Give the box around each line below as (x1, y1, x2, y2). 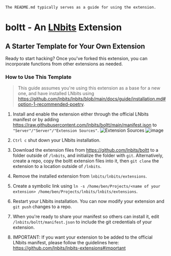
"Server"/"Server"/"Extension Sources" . (12, 127, 99, 133)
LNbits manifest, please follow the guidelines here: (12, 240, 119, 246)
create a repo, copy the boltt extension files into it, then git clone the (12, 158, 159, 164)
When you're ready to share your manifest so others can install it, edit (12, 214, 159, 220)
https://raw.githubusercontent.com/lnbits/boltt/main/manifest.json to (12, 122, 157, 128)
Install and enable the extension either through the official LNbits (12, 111, 149, 117)
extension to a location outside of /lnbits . (12, 163, 102, 169)
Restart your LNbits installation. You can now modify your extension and (12, 198, 165, 205)
